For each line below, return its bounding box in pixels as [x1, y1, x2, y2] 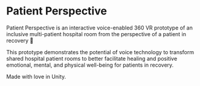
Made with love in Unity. [6, 73, 66, 80]
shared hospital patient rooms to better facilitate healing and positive [6, 55, 178, 62]
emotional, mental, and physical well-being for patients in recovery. [6, 61, 174, 69]
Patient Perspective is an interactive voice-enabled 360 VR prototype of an [6, 24, 193, 31]
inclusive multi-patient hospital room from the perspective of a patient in [6, 30, 186, 37]
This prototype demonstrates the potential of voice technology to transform [6, 48, 195, 55]
